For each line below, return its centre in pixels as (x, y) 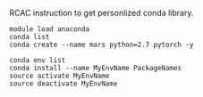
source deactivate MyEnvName (63, 84)
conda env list (38, 61)
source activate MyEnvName (59, 76)
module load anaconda (50, 29)
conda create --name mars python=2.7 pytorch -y (101, 44)
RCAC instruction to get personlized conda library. (101, 13)
